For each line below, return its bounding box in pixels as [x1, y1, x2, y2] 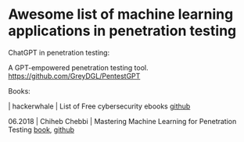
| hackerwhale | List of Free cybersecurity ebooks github [8, 101, 191, 111]
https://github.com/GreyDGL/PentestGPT [8, 71, 141, 80]
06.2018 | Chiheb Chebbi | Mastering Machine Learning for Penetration [8, 116, 237, 126]
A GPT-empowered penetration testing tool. [8, 62, 149, 72]
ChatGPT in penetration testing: [8, 48, 110, 57]
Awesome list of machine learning [8, 5, 234, 23]
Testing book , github [8, 125, 74, 134]
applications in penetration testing [8, 22, 237, 40]
